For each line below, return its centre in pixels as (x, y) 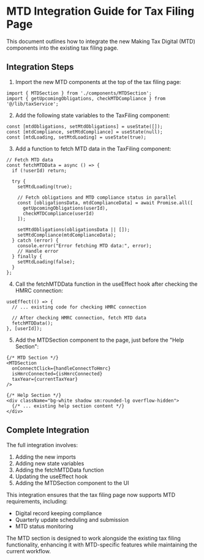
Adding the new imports (46, 457)
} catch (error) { (36, 240)
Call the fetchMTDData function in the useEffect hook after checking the (106, 284)
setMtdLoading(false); (46, 262)
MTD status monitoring (44, 526)
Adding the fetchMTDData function (59, 470)
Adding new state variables (50, 463)
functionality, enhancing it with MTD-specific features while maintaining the (102, 545)
